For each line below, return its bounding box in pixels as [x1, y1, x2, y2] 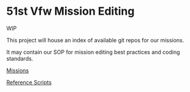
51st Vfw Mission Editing [6, 4, 135, 18]
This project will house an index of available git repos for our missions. [6, 36, 184, 44]
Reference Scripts [6, 79, 52, 86]
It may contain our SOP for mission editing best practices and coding [6, 48, 180, 56]
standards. [6, 55, 34, 62]
